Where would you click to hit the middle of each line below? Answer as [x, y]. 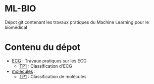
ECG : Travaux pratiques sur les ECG [49, 61]
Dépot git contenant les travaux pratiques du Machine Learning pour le [77, 22]
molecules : [24, 71]
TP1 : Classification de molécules [53, 76]
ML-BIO [21, 9]
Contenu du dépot [43, 47]
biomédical [16, 27]
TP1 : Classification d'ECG [46, 66]
